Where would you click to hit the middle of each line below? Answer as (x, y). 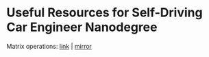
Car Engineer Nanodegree (82, 27)
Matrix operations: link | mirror (49, 46)
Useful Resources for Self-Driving (104, 13)
